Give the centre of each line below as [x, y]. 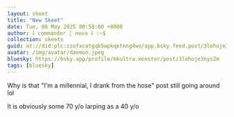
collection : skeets [36, 40]
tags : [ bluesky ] [31, 65]
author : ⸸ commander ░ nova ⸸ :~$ [56, 33]
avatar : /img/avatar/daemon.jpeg [56, 53]
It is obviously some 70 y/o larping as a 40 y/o [73, 106]
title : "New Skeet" [36, 20]
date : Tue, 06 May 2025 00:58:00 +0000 [65, 26]
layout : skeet [28, 14]
